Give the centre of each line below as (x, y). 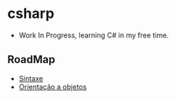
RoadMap (31, 60)
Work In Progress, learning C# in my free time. (94, 35)
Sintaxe (31, 78)
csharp (31, 14)
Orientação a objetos (53, 87)
